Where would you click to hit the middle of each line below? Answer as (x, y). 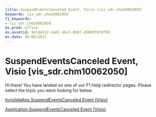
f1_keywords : (18, 19)
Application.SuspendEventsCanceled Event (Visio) (56, 109)
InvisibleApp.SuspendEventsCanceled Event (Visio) (57, 100)
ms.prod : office (21, 28)
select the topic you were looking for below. (49, 90)
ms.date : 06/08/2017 (26, 37)
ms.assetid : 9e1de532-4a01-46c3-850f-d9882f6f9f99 (58, 32)
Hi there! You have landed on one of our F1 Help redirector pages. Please (78, 85)
